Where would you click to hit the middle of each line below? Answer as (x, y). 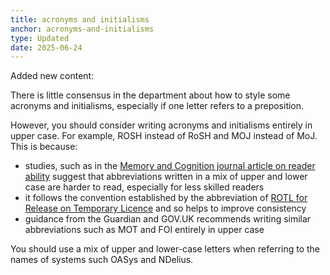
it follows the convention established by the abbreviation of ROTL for (166, 198)
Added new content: (52, 76)
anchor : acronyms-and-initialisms (82, 29)
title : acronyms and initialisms (80, 19)
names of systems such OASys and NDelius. (102, 260)
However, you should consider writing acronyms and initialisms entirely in (161, 125)
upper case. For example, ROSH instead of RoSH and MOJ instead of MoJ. (164, 136)
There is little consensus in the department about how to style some (150, 95)
